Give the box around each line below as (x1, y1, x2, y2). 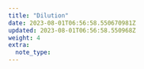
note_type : (15, 48, 51, 56)
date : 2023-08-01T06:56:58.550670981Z (8, 19, 136, 27)
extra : (8, 41, 30, 49)
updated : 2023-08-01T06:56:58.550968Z (8, 26, 136, 34)
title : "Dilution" (8, 11, 69, 20)
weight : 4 (8, 33, 41, 42)
